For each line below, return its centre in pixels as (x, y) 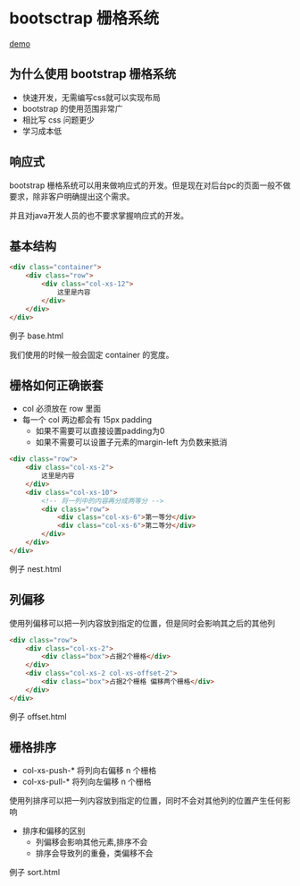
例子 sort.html (35, 873)
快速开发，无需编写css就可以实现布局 (91, 97)
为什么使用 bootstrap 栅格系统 (93, 74)
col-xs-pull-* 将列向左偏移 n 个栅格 (87, 782)
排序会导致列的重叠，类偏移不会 (94, 853)
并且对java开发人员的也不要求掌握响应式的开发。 (99, 215)
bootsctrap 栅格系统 (84, 18)
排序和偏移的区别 (54, 831)
